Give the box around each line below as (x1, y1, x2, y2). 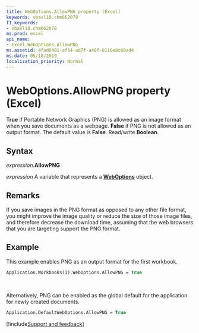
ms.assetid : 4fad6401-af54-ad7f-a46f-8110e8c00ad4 (6, 47, 134, 53)
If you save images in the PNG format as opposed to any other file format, (6, 206, 187, 214)
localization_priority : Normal (6, 58, 84, 64)
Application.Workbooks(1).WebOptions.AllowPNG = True (6, 269, 143, 275)
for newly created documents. (6, 298, 80, 305)
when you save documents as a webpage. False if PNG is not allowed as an (6, 122, 191, 129)
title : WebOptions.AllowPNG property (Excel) (6, 8, 121, 15)
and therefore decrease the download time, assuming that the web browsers (6, 219, 194, 226)
